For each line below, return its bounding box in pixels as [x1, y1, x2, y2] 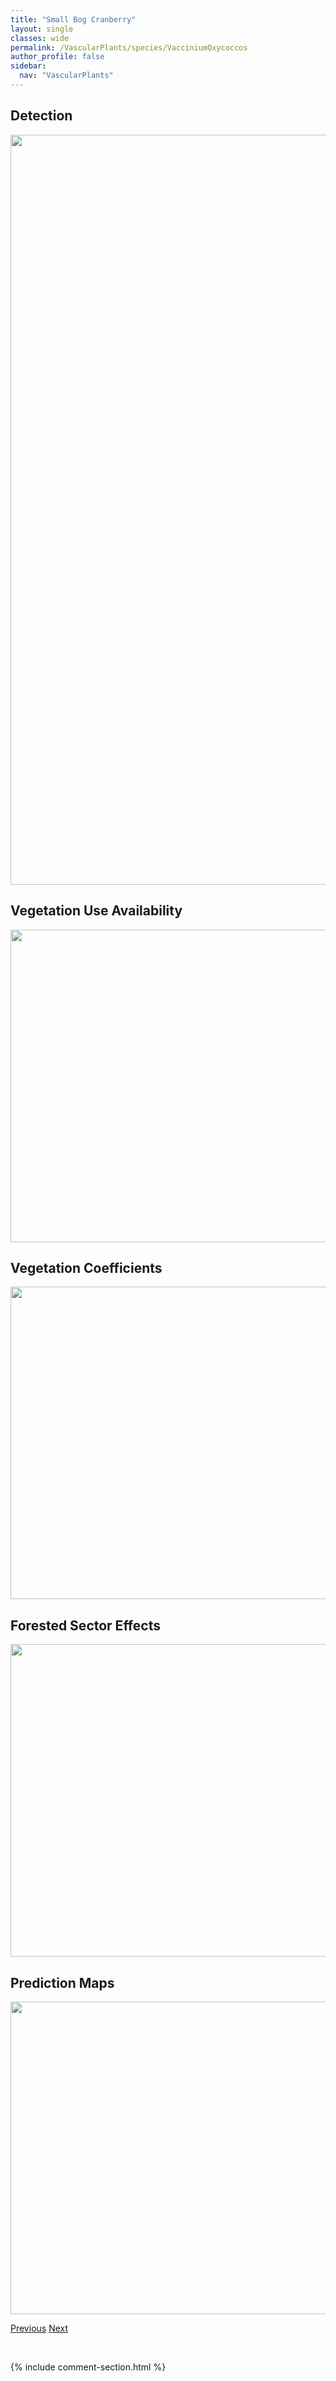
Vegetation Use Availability [10, 902, 183, 920]
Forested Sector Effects [10, 1617, 161, 1634]
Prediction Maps [10, 1974, 115, 1991]
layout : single [10, 24, 74, 34]
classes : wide [10, 33, 70, 43]
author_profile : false [10, 52, 105, 62]
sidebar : [10, 61, 47, 71]
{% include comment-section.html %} [10, 2361, 167, 2373]
